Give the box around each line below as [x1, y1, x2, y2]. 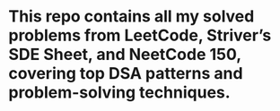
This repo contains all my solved [8, 6, 255, 27]
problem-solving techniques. [8, 82, 231, 103]
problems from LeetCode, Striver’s [8, 25, 272, 46]
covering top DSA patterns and [8, 64, 243, 84]
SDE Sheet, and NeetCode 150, [8, 45, 241, 64]
